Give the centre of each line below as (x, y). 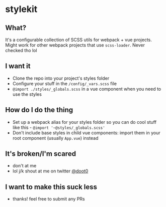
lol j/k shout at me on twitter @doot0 (50, 171)
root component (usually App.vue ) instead (55, 138)
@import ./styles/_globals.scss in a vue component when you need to (87, 89)
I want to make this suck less (51, 187)
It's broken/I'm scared (41, 154)
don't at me (24, 166)
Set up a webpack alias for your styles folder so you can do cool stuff (85, 122)
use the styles (27, 94)
